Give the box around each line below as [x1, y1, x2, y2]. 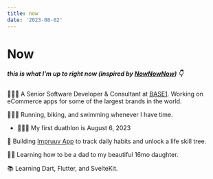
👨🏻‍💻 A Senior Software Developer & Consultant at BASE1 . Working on [7, 89, 204, 98]
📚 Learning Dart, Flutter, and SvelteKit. [7, 164, 118, 172]
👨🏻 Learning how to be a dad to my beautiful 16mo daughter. [7, 150, 179, 158]
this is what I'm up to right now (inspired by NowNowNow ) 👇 [7, 70, 183, 78]
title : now [7, 10, 38, 17]
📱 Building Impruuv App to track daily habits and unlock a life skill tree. [7, 137, 207, 145]
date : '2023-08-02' [7, 17, 63, 23]
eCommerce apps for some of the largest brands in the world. [7, 97, 182, 105]
